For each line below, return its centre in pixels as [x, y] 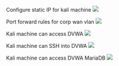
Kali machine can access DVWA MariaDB [56, 58]
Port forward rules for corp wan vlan [50, 22]
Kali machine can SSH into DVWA [47, 46]
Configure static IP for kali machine [49, 10]
